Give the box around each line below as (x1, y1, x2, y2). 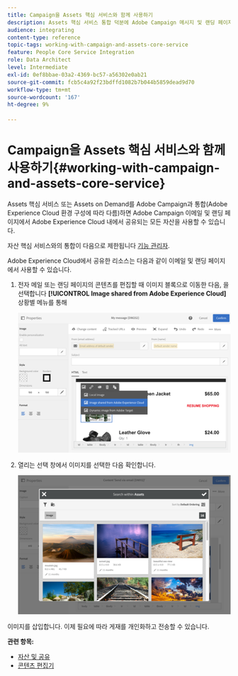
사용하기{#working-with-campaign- (7, 160, 220, 176)
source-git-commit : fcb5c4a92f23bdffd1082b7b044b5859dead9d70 (7, 79, 195, 86)
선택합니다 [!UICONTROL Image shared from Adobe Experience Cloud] (17, 289, 227, 298)
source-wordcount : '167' (7, 94, 81, 101)
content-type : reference (7, 34, 81, 41)
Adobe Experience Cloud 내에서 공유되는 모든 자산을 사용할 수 (31, 217, 207, 226)
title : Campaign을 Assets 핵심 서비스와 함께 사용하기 (7, 11, 154, 18)
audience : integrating (7, 26, 74, 33)
